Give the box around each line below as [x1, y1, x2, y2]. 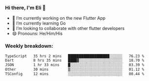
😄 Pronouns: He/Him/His [12, 31, 63, 37]
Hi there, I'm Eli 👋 [5, 4, 46, 11]
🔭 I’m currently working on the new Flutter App [12, 15, 106, 21]
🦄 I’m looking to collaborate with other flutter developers [12, 26, 125, 31]
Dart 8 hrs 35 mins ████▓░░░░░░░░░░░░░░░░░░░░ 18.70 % [5, 58, 145, 63]
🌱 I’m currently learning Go [12, 20, 66, 26]
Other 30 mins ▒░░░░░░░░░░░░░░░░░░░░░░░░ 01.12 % [5, 67, 145, 72]
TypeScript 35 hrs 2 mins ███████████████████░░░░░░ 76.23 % [5, 54, 145, 58]
